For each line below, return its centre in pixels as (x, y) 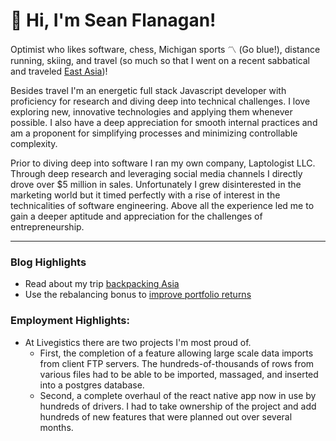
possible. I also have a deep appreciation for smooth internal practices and (164, 122)
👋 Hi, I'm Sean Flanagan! (113, 20)
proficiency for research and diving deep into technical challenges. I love (160, 101)
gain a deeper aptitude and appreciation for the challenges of (136, 216)
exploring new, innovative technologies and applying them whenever (151, 111)
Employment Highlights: (70, 321)
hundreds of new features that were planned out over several (166, 416)
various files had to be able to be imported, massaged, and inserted (179, 374)
